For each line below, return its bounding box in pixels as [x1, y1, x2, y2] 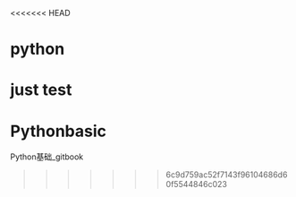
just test [10, 80, 72, 100]
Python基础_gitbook [10, 151, 84, 162]
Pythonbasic [10, 121, 106, 141]
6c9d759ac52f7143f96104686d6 [165, 169, 288, 180]
